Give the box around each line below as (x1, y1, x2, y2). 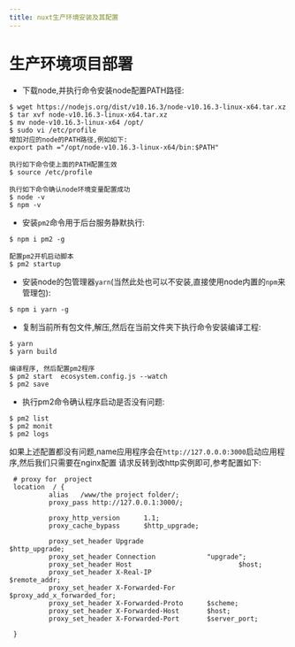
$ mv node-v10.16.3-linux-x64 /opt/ (9, 118, 144, 127)
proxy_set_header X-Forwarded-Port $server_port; (48, 614, 259, 623)
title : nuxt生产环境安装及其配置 (9, 12, 119, 22)
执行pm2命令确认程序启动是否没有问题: (21, 396, 165, 407)
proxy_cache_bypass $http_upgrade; (48, 521, 200, 530)
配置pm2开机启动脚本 (9, 251, 74, 261)
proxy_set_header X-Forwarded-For (48, 583, 176, 592)
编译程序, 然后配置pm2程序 (9, 364, 95, 373)
